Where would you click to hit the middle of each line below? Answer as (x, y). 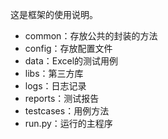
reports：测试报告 (62, 98)
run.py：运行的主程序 (68, 123)
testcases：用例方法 (67, 111)
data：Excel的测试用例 (71, 61)
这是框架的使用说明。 (54, 14)
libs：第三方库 (54, 73)
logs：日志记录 (55, 86)
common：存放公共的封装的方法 (91, 36)
